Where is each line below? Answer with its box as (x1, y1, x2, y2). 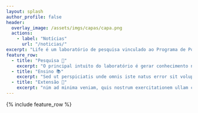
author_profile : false (6, 14, 62, 20)
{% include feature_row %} (6, 101, 72, 108)
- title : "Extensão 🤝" (11, 80, 67, 85)
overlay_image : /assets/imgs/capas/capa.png (11, 25, 123, 31)
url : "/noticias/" (21, 42, 67, 47)
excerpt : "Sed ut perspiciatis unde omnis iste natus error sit (16, 74, 178, 80)
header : (6, 19, 25, 25)
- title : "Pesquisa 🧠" (11, 57, 67, 63)
